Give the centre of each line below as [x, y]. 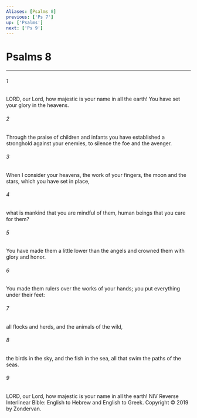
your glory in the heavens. [38, 105]
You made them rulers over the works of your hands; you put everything [93, 289]
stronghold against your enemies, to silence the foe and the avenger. [89, 143]
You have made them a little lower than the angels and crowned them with [95, 251]
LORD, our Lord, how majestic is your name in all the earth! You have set [93, 99]
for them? [18, 219]
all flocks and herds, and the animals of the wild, [64, 326]
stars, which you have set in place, [48, 181]
